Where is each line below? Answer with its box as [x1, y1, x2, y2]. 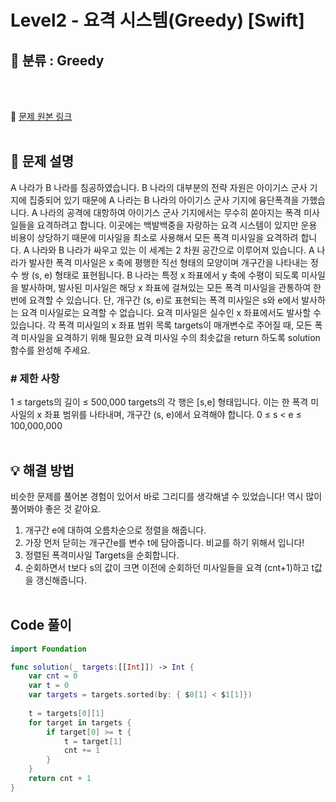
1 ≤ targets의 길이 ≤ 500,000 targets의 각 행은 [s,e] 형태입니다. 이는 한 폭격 [10, 396, 309, 408]
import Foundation [10, 644, 87, 654]
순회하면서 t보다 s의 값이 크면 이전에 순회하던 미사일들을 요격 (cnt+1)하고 [24, 561, 310, 573]
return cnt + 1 [28, 774, 92, 784]
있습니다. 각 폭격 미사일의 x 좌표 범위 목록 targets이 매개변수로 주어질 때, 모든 [10, 319, 313, 331]
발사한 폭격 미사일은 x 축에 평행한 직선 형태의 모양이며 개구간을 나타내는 [28, 256, 308, 268]
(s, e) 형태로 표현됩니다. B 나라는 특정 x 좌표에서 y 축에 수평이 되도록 [31, 269, 300, 281]
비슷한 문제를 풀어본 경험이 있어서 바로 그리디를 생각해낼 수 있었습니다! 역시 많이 [10, 490, 323, 502]
